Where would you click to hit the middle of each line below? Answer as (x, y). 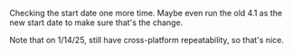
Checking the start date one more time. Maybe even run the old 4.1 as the (146, 13)
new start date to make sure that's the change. (96, 22)
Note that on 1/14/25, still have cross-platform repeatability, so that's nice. (147, 40)
